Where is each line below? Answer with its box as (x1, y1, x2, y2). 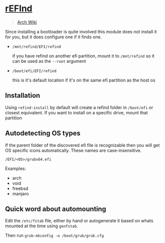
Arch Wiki (17, 19, 37, 25)
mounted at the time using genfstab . (5, 223, 79, 229)
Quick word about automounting (5, 205, 107, 213)
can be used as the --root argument (12, 58, 86, 64)
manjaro (12, 190, 29, 196)
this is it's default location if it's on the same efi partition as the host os (12, 77, 156, 83)
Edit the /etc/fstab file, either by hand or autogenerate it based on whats (5, 218, 154, 224)
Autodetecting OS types (5, 129, 81, 137)
